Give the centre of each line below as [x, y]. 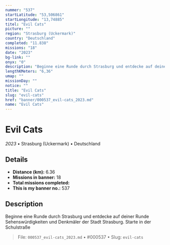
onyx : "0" [16, 62]
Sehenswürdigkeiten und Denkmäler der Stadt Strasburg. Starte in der [78, 222]
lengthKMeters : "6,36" [29, 72]
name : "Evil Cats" [25, 105]
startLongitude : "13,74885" [35, 19]
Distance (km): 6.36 [34, 172]
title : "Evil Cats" [26, 90]
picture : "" [18, 29]
